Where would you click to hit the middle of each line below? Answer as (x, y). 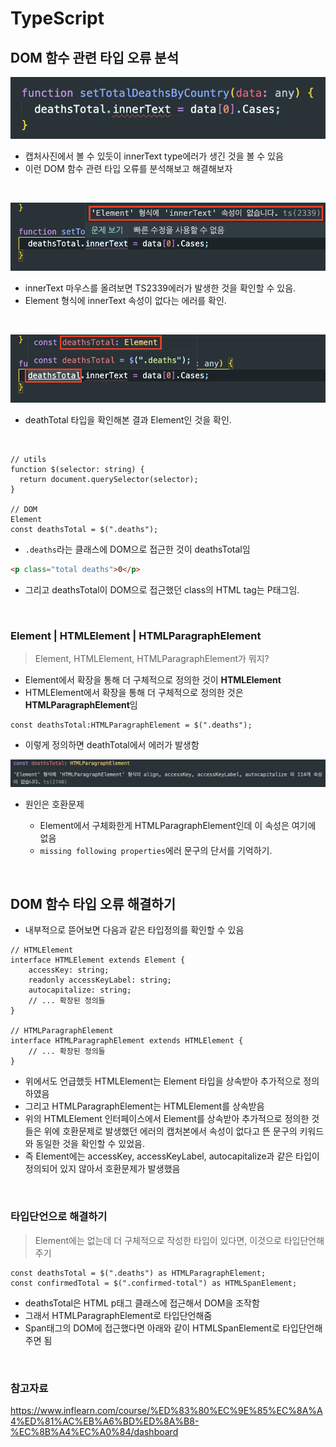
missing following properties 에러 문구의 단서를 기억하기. (156, 850)
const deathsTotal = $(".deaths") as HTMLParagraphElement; (138, 1273)
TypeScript (57, 18)
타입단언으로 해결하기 (59, 1217)
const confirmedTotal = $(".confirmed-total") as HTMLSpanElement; (154, 1283)
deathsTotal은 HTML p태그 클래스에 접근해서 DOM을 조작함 (142, 1303)
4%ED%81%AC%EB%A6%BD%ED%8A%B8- (105, 1421)
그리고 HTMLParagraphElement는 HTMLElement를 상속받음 (144, 1106)
